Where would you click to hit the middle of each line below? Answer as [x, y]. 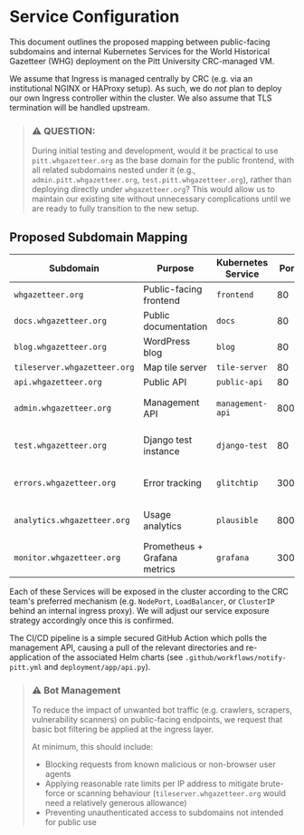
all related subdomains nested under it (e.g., [114, 170]
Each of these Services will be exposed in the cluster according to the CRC [149, 592]
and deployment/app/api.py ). [97, 667]
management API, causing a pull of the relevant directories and [127, 648]
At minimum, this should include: [92, 747]
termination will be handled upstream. [80, 107]
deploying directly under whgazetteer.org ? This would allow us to [153, 189]
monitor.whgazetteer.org [67, 558]
